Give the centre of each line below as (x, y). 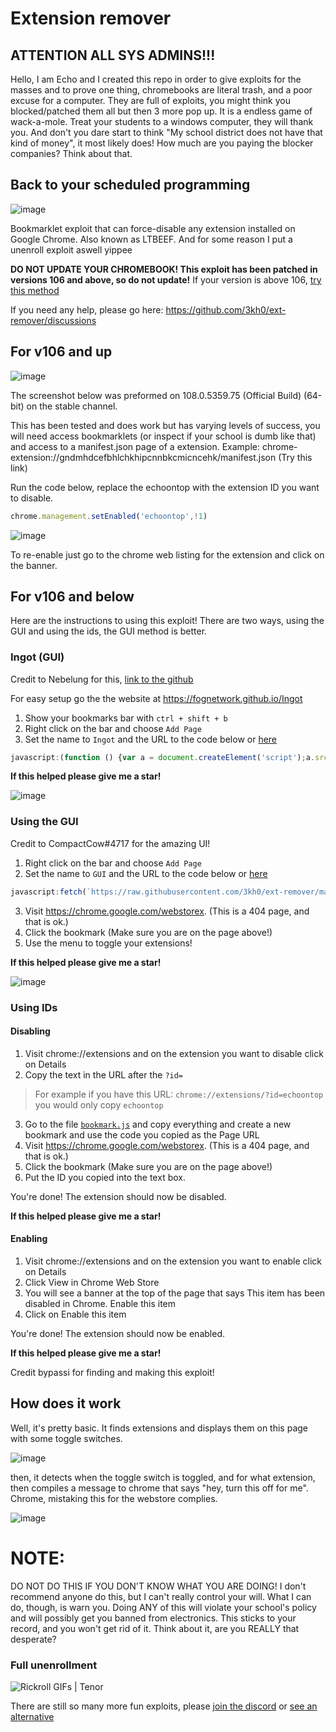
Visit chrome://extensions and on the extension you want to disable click (174, 1053)
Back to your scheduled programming (130, 185)
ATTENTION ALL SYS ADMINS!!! (113, 55)
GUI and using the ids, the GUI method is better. (109, 631)
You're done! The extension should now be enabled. (117, 1333)
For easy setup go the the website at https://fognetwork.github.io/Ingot (156, 698)
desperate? (33, 1639)
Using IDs (34, 1007)
